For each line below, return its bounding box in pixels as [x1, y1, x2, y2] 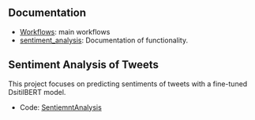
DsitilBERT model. [8, 87, 66, 96]
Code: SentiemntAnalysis [19, 102, 103, 112]
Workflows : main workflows [19, 27, 111, 36]
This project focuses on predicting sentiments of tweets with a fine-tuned [8, 78, 248, 89]
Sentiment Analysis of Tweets [8, 58, 159, 71]
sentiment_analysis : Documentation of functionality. [19, 35, 188, 45]
